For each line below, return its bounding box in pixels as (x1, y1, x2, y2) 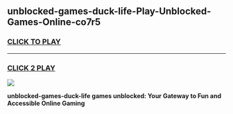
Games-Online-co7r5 (7, 17, 101, 28)
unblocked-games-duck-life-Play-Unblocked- (7, 6, 212, 17)
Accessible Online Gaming (7, 99, 85, 107)
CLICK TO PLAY (7, 37, 61, 47)
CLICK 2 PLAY (7, 63, 55, 73)
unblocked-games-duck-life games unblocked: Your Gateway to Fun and (7, 91, 222, 99)
